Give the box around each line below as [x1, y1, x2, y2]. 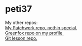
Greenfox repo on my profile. [5, 30, 64, 36]
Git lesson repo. [5, 35, 38, 41]
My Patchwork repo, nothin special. [5, 24, 78, 30]
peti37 [5, 3, 32, 15]
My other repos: [5, 20, 38, 25]
